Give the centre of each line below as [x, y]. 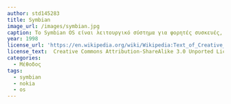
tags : [15, 70]
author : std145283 [33, 13]
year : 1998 [23, 39]
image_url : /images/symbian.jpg [53, 26]
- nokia [24, 83]
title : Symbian [29, 20]
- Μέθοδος [27, 64]
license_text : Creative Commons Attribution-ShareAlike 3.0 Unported [110, 52]
